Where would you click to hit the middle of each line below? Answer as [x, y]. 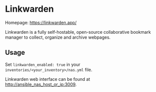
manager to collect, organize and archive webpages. [58, 37]
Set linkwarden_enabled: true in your [43, 64]
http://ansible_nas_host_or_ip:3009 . [41, 84]
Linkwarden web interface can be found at [48, 79]
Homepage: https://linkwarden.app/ [41, 23]
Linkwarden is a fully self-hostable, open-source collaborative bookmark [78, 32]
